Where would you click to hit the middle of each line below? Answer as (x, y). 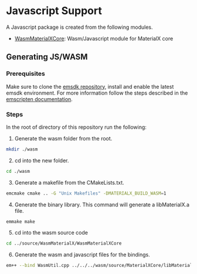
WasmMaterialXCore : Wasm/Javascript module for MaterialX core (94, 38)
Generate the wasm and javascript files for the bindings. (82, 255)
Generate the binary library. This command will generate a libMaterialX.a (102, 205)
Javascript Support (54, 11)
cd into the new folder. (42, 161)
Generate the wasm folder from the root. (63, 138)
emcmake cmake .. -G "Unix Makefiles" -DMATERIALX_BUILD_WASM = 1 (86, 193)
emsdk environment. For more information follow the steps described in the (97, 93)
